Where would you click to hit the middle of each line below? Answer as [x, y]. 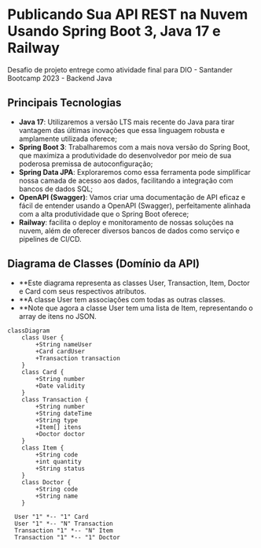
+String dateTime [64, 413]
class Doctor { [46, 482]
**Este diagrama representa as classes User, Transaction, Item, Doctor [134, 283]
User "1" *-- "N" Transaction [64, 524]
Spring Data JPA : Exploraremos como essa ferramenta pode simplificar [134, 172]
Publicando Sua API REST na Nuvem [128, 15]
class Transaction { [55, 399]
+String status [61, 468]
